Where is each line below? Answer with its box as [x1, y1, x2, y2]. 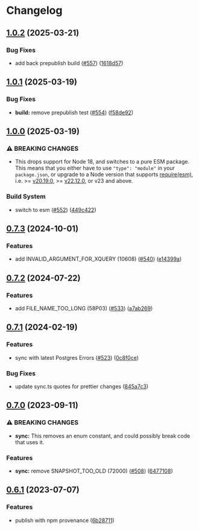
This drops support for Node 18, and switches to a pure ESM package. [14, 158, 190, 165]
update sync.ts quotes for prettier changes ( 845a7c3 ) [14, 383, 149, 390]
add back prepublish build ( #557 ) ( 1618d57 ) [14, 59, 124, 66]
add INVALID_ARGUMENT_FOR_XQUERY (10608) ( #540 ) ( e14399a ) [14, 255, 182, 263]
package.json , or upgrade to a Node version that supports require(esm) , [14, 171, 194, 178]
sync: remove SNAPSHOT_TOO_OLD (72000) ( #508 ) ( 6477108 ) [14, 467, 173, 474]
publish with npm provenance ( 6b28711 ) [14, 517, 115, 524]
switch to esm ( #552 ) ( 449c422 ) [14, 206, 96, 213]
